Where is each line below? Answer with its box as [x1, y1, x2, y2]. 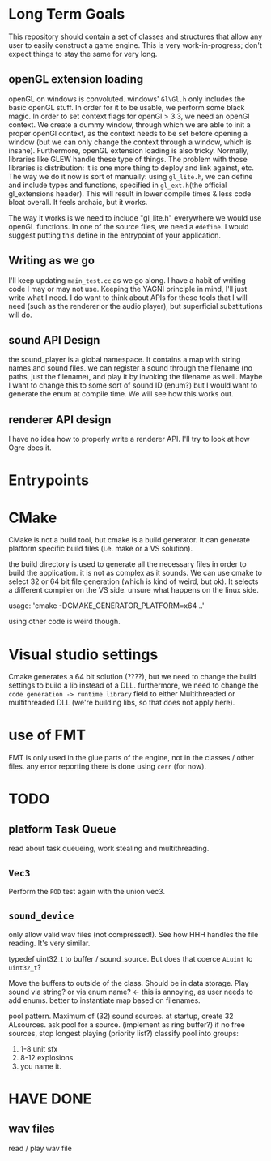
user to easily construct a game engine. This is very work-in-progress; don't [8, 40, 263, 49]
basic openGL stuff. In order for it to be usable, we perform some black [8, 102, 245, 112]
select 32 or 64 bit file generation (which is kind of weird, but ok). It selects [8, 576, 259, 586]
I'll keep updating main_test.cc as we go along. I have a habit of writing [8, 275, 247, 285]
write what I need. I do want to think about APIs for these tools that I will [8, 293, 248, 302]
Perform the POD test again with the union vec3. [8, 887, 166, 896]
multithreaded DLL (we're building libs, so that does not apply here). [8, 698, 235, 708]
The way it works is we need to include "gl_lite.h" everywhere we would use [8, 212, 262, 223]
